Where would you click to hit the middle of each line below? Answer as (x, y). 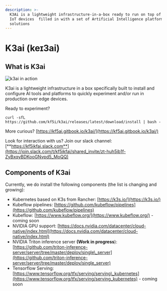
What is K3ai (25, 67)
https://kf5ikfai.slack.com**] (40, 146)
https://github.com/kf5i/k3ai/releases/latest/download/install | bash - (83, 122)
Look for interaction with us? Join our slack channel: (59, 141)
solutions (20, 24)
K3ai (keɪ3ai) (33, 48)
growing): (15, 190)
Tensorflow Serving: (33, 268)
